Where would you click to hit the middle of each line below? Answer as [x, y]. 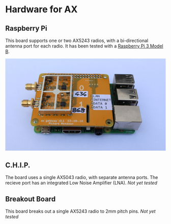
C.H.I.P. [18, 165]
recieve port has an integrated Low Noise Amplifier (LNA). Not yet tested [81, 183]
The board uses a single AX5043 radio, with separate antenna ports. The [82, 177]
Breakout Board [31, 199]
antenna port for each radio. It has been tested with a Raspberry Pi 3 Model [84, 46]
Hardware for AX [41, 9]
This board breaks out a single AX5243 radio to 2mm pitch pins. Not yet [81, 211]
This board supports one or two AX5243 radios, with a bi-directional [77, 40]
